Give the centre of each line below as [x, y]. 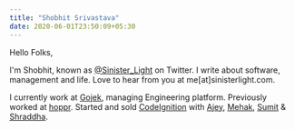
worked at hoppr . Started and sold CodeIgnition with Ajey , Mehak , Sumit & [148, 106]
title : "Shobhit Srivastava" [64, 18]
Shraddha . [29, 116]
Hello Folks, [31, 52]
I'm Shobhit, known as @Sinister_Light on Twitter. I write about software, [145, 70]
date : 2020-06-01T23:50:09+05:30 [73, 26]
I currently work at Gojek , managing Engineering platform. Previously [138, 97]
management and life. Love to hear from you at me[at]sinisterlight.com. [143, 79]
